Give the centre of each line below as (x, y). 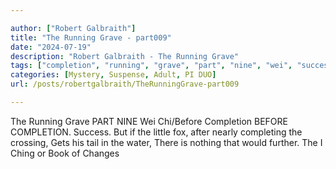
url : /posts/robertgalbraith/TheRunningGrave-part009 (125, 84)
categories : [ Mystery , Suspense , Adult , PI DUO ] (113, 75)
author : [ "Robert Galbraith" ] (73, 28)
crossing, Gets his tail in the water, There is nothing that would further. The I (166, 142)
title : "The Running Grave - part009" (91, 37)
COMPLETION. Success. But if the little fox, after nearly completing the (156, 132)
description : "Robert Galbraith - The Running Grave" (125, 56)
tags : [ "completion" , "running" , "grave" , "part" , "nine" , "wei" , (151, 66)
